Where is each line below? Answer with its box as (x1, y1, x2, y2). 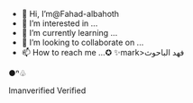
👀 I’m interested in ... (21, 18, 98, 29)
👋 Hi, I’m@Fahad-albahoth (21, 9, 119, 19)
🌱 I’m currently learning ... (21, 28, 118, 38)
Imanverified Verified (8, 85, 87, 96)
